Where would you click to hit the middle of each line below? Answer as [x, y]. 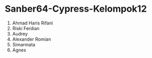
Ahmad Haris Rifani [33, 23]
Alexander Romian [32, 39]
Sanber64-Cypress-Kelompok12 [76, 9]
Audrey [20, 34]
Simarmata [24, 44]
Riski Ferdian [26, 28]
